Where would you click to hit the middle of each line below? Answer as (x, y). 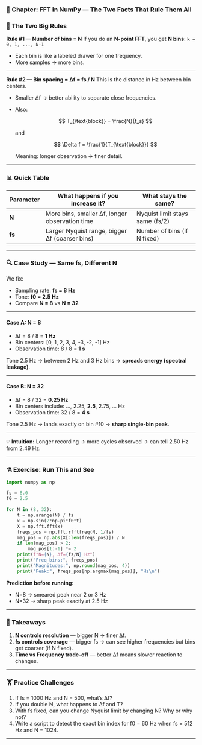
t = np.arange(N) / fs (45, 515)
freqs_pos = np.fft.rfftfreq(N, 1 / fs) (66, 532)
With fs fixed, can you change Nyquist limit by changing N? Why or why (103, 711)
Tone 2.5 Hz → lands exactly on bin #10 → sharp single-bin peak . (88, 424)
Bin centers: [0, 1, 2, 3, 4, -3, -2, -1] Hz (62, 343)
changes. (26, 661)
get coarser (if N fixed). (44, 648)
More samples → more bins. (50, 62)
